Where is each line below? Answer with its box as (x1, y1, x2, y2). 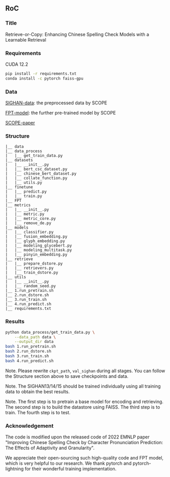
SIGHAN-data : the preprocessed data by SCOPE (5, 100, 108, 106)
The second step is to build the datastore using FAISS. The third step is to (5, 403, 160, 410)
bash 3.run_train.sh (5, 354, 50, 359)
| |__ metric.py (5, 212, 45, 217)
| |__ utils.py (5, 180, 42, 186)
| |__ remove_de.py (5, 221, 52, 226)
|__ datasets (5, 158, 33, 163)
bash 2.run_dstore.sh (5, 349, 52, 354)
